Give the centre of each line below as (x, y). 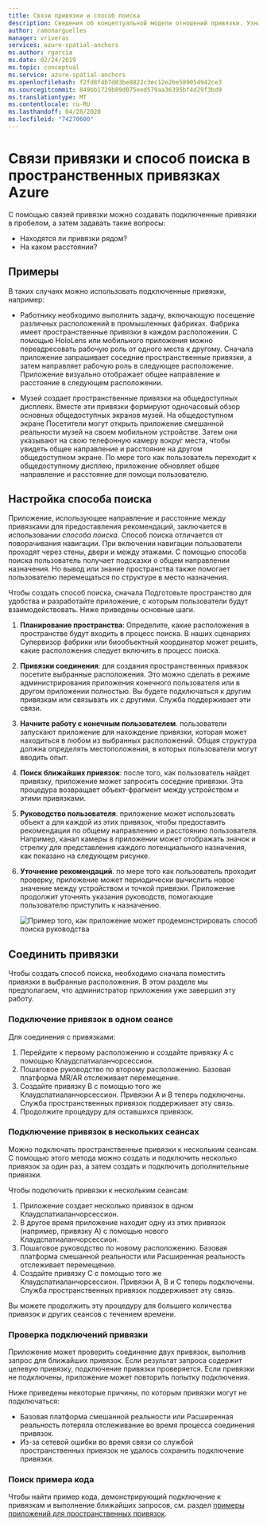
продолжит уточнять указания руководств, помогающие (116, 897)
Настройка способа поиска (80, 500)
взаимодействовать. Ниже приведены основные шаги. (102, 610)
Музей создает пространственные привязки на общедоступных (129, 398)
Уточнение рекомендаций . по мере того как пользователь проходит (138, 872)
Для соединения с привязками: (62, 1036)
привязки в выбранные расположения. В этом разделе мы (108, 982)
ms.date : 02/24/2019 (43, 60)
